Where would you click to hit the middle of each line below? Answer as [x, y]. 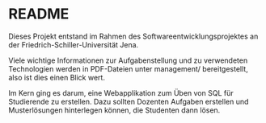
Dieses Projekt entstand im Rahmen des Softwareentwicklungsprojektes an [133, 36]
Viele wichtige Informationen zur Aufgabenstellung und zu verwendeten [128, 60]
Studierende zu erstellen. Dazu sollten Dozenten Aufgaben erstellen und [129, 101]
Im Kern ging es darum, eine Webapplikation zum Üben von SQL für [121, 92]
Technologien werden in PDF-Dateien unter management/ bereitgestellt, [128, 68]
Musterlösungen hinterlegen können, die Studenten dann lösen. [114, 110]
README [39, 14]
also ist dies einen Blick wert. [57, 77]
